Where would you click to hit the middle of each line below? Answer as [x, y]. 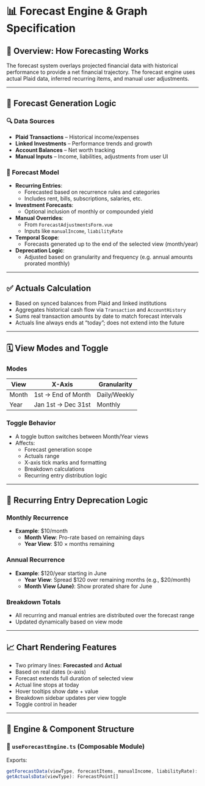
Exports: [17, 760]
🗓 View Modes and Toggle [57, 348]
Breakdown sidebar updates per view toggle [71, 697]
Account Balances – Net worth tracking [65, 150]
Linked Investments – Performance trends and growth [84, 143]
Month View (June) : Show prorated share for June [88, 586]
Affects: [25, 443]
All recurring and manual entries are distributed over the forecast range [105, 615]
